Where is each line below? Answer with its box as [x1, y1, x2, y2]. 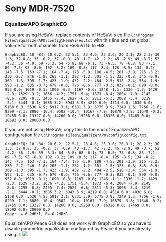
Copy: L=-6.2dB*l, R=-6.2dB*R [5, 212, 68, 217]
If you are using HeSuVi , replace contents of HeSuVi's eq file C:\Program [5, 32, 154, 38]
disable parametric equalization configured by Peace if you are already [5, 226, 151, 232]
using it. [5, 232, 21, 238]
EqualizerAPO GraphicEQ [5, 21, 67, 28]
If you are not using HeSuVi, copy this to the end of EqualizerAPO [5, 127, 140, 133]
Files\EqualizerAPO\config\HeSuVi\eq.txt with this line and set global [5, 37, 150, 43]
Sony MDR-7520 [5, 3, 75, 14]
